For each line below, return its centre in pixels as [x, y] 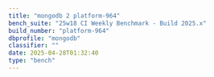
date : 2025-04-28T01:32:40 [53, 53]
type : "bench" [32, 61]
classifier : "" [34, 46]
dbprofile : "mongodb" [45, 38]
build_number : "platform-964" [59, 30]
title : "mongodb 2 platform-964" [64, 16]
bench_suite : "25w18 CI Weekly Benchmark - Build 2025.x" [107, 23]
